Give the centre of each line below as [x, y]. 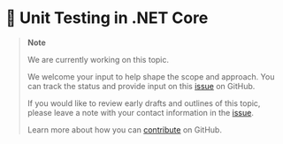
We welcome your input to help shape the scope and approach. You [151, 76]
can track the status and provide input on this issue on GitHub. [141, 86]
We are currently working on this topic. [98, 59]
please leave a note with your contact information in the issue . [141, 112]
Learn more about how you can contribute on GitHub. [124, 129]
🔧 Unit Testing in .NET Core [107, 18]
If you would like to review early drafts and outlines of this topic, [144, 103]
